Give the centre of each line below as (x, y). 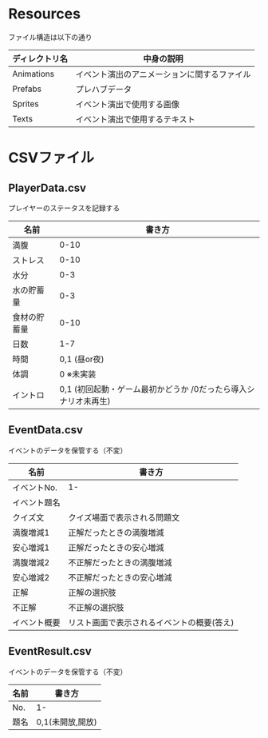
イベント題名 (37, 502)
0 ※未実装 (78, 374)
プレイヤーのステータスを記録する (64, 208)
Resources (45, 14)
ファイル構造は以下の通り (50, 37)
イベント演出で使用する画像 (127, 104)
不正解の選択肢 (97, 607)
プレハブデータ (103, 89)
